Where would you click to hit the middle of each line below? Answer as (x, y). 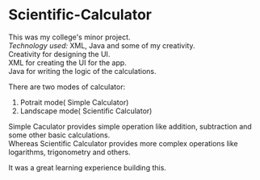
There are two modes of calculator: (67, 87)
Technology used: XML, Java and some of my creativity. (102, 45)
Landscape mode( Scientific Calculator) (86, 111)
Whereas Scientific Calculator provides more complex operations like (123, 143)
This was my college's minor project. (69, 37)
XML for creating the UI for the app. (67, 63)
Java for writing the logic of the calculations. (82, 71)
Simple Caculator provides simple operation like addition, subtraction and (130, 126)
